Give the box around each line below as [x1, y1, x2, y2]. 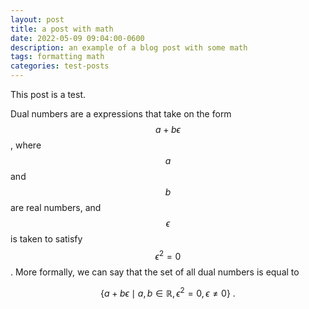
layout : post [10, 14, 65, 25]
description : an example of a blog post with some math [10, 42, 248, 53]
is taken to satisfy [10, 233, 83, 245]
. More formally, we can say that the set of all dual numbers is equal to [10, 266, 300, 278]
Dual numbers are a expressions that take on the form [10, 108, 232, 120]
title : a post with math [10, 24, 114, 34]
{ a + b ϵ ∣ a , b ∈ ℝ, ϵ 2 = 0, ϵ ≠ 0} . [100, 285, 236, 299]
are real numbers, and [10, 202, 102, 213]
